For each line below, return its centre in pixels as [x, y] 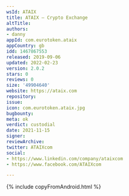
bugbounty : [20, 113]
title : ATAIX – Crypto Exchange [47, 18]
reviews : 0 [20, 79]
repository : [21, 96]
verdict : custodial [31, 125]
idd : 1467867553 [27, 52]
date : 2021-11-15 [28, 130]
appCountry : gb [25, 46]
